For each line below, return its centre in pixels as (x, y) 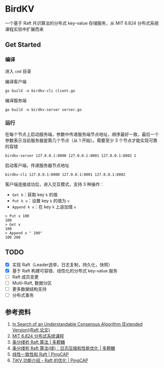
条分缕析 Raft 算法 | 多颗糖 (39, 342)
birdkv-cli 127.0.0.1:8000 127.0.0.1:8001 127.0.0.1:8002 (65, 174)
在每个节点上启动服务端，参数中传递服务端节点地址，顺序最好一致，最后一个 (82, 134)
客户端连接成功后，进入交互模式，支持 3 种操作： (55, 184)
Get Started (23, 45)
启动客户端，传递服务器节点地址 (37, 165)
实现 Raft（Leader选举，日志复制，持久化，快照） (62, 265)
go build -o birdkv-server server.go (43, 110)
